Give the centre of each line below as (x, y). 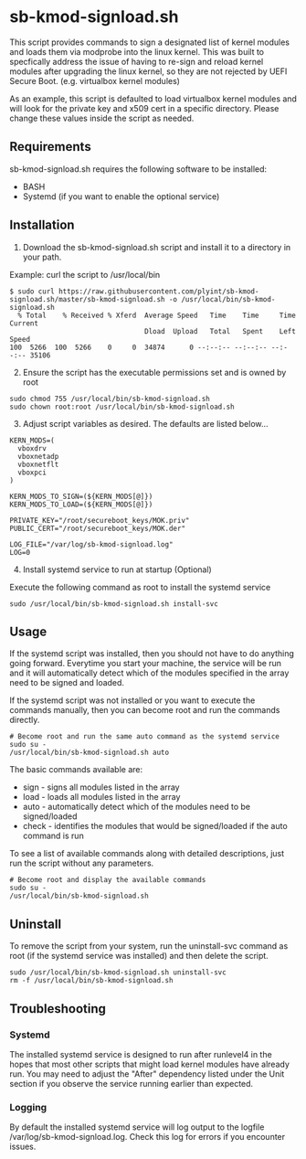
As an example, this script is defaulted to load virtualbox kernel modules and (153, 99)
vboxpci (32, 473)
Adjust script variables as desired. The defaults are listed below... (145, 423)
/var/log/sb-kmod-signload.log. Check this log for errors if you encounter (148, 1137)
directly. (25, 720)
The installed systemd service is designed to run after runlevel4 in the (141, 1054)
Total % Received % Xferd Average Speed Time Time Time (161, 315)
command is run (53, 836)
